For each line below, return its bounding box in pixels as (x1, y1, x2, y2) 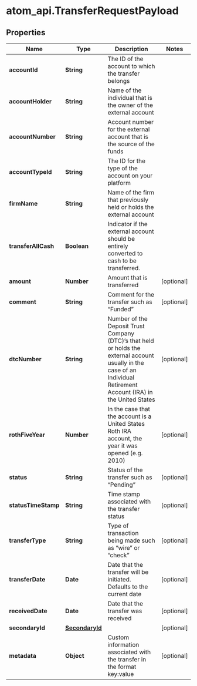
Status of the (107, 466, 143, 474)
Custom (107, 633, 130, 641)
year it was (107, 442, 138, 450)
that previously (107, 196, 149, 204)
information (107, 641, 140, 648)
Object (65, 652, 84, 660)
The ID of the (107, 55, 144, 63)
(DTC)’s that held (107, 337, 154, 345)
